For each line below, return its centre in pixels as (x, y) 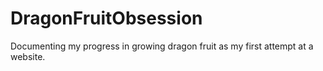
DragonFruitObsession (106, 18)
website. (28, 56)
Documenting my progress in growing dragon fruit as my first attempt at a (162, 46)
